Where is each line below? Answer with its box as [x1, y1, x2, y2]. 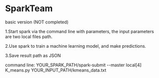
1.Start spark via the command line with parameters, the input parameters [5, 28, 154, 34]
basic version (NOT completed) [5, 19, 69, 25]
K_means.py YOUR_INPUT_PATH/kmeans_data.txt [5, 67, 107, 73]
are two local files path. [5, 34, 53, 39]
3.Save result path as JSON [5, 52, 61, 58]
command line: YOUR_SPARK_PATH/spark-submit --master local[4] [5, 62, 142, 68]
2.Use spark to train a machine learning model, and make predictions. [5, 43, 146, 49]
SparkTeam [5, 3, 53, 14]
